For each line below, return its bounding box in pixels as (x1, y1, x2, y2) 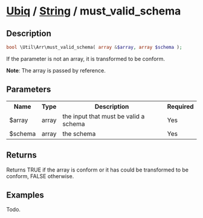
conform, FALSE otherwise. (6, 172, 74, 179)
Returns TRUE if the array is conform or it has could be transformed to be (6, 166, 189, 173)
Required (167, 102, 194, 111)
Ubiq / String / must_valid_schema (6, 4, 181, 18)
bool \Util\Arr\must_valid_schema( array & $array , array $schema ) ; (6, 44, 182, 50)
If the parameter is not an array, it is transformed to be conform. (6, 55, 165, 62)
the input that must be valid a (62, 112, 145, 120)
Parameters (6, 85, 51, 95)
